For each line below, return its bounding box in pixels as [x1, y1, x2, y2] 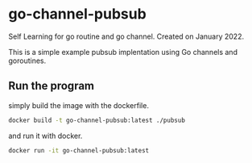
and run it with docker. [8, 131, 83, 140]
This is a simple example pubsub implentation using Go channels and [8, 47, 238, 56]
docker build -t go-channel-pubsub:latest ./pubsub [8, 116, 185, 124]
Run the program [8, 79, 95, 93]
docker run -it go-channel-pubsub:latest [8, 146, 150, 154]
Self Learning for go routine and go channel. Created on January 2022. [8, 31, 244, 41]
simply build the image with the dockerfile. [8, 100, 149, 110]
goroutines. [8, 56, 47, 65]
